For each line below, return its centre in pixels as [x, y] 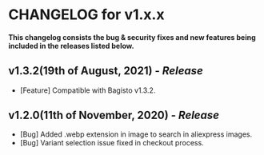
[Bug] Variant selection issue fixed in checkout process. [112, 143]
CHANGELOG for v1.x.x [86, 15]
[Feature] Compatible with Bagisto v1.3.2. [88, 90]
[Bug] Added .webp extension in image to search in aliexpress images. [136, 134]
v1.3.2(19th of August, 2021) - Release [106, 71]
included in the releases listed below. [71, 46]
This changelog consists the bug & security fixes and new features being [132, 37]
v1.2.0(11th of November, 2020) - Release [114, 115]
